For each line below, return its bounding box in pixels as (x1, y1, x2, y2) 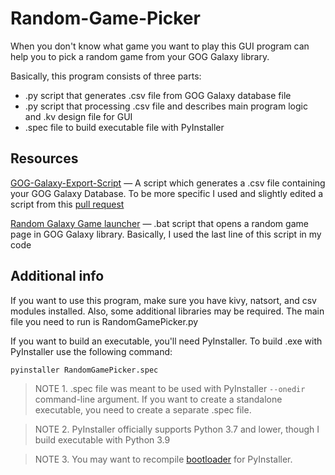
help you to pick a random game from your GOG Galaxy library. (10, 50, 270, 62)
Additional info (10, 268, 105, 285)
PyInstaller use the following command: (10, 345, 173, 357)
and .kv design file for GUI (24, 110, 133, 122)
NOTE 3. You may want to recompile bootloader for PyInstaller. (34, 453, 293, 465)
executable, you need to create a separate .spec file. (34, 403, 252, 416)
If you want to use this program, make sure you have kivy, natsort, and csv (10, 294, 317, 306)
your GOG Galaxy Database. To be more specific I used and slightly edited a (10, 187, 324, 199)
